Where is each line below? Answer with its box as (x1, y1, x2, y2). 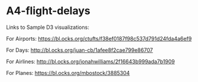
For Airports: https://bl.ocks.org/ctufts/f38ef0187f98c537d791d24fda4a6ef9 (6, 35, 192, 42)
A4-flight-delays (6, 4, 90, 18)
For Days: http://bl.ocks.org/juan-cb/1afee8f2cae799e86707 (6, 46, 153, 54)
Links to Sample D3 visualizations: (6, 24, 90, 31)
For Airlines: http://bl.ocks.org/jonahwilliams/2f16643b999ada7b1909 (6, 58, 176, 65)
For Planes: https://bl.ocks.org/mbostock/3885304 (6, 69, 130, 76)
